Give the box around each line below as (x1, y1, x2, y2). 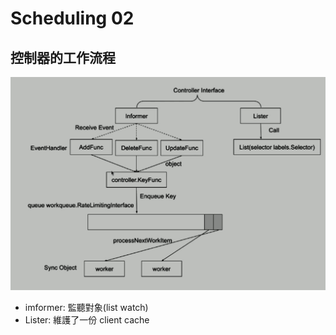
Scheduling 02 (10, 7, 135, 30)
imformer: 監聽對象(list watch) (24, 302, 149, 314)
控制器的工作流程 (10, 49, 116, 66)
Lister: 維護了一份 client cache (24, 314, 150, 326)
